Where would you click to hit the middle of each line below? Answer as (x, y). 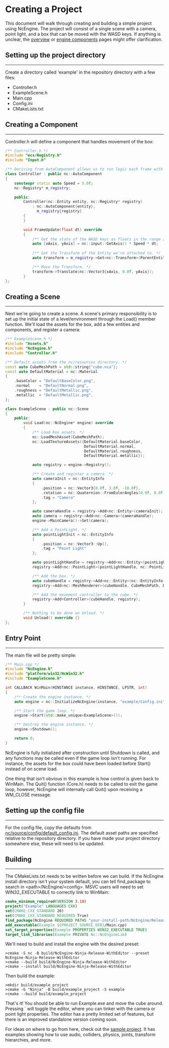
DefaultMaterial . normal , (110, 446)
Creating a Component (41, 125)
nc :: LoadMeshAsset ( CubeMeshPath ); (68, 437)
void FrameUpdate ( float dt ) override (63, 230)
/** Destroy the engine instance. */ (54, 725)
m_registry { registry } (59, 211)
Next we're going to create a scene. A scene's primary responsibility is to (81, 313)
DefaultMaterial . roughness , (113, 451)
